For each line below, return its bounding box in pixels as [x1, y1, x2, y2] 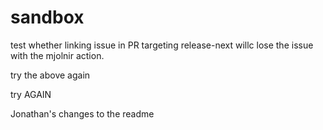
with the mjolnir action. [10, 49, 105, 61]
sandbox [10, 6, 85, 29]
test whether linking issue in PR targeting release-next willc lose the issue [10, 39, 314, 51]
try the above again [10, 69, 91, 81]
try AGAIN [10, 88, 52, 100]
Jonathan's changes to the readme [10, 107, 155, 120]
